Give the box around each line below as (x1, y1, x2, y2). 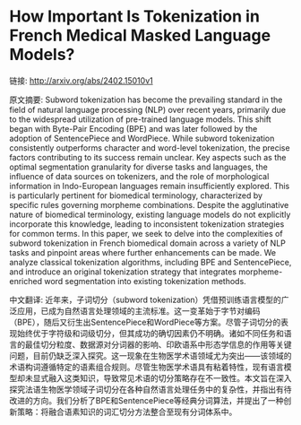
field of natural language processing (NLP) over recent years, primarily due (9, 104, 287, 115)
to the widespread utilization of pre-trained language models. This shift (9, 114, 271, 125)
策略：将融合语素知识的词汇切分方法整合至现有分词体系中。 (16, 406, 237, 417)
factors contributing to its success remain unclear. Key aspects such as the (9, 152, 287, 162)
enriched (9, 275, 43, 286)
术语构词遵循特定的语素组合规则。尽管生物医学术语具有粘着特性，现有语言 (9, 361, 284, 372)
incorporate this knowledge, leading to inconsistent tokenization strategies (9, 218, 285, 230)
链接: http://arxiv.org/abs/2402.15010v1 (9, 74, 154, 86)
